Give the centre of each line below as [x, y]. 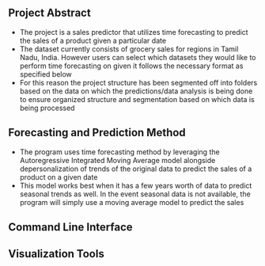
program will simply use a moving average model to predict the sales [132, 202]
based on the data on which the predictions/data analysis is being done [136, 91]
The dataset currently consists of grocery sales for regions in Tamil [129, 49]
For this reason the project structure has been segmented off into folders [138, 82]
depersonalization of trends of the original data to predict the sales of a [136, 169]
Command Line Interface [70, 228]
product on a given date [59, 177]
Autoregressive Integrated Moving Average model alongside [117, 160]
